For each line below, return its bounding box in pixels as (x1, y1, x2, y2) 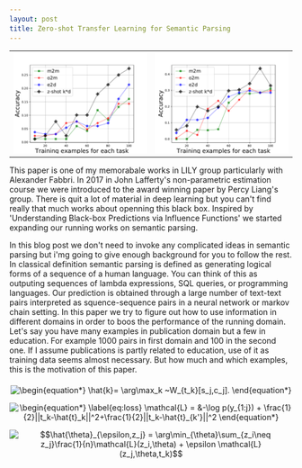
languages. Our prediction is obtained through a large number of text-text (9, 288, 281, 298)
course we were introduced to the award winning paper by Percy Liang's (9, 184, 279, 194)
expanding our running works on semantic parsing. (9, 222, 199, 233)
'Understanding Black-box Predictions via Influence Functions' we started (9, 212, 282, 223)
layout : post (9, 14, 58, 23)
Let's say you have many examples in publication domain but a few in (9, 326, 266, 337)
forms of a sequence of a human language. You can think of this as (9, 268, 258, 279)
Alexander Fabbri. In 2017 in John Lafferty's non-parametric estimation (9, 175, 271, 184)
